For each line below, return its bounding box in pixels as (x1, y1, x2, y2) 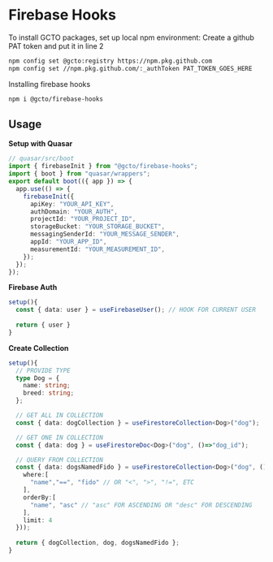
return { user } (15, 321, 71, 329)
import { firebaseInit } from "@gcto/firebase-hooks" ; (8, 162, 198, 171)
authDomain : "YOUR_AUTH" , (29, 207, 118, 216)
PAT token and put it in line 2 (8, 41, 104, 50)
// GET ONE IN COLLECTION (15, 433, 104, 442)
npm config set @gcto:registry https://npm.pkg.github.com (8, 57, 213, 65)
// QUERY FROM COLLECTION (15, 456, 104, 464)
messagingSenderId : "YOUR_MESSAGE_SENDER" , (29, 230, 180, 239)
